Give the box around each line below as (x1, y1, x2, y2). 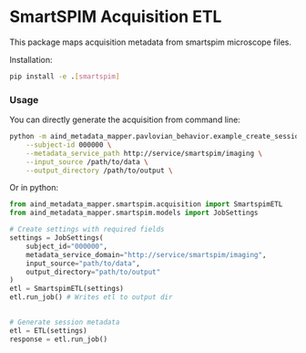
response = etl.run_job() (9, 335, 107, 344)
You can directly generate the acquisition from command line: (9, 114, 241, 125)
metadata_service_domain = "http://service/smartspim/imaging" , (25, 250, 267, 259)
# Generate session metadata (9, 317, 120, 327)
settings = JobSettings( (9, 234, 104, 243)
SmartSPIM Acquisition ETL (9, 6, 222, 27)
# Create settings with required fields (9, 225, 166, 234)
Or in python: (9, 182, 59, 193)
